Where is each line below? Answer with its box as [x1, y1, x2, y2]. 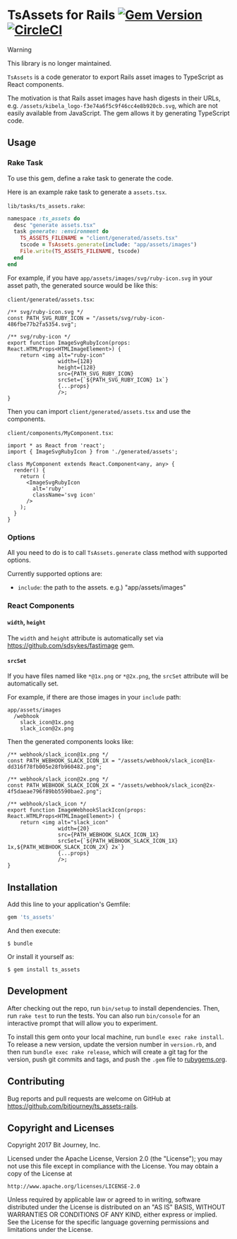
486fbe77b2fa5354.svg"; [7, 321, 78, 328]
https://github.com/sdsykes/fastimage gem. [7, 642, 135, 650]
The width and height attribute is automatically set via [7, 634, 164, 642]
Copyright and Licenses [7, 1122, 115, 1134]
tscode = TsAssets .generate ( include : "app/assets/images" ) [20, 241, 197, 248]
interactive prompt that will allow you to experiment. [7, 1019, 158, 1027]
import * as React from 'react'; [7, 441, 106, 449]
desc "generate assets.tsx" [13, 221, 97, 228]
